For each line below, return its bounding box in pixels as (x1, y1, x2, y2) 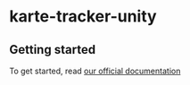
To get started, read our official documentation (9, 65, 181, 76)
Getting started (9, 42, 96, 57)
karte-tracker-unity (9, 6, 158, 27)
